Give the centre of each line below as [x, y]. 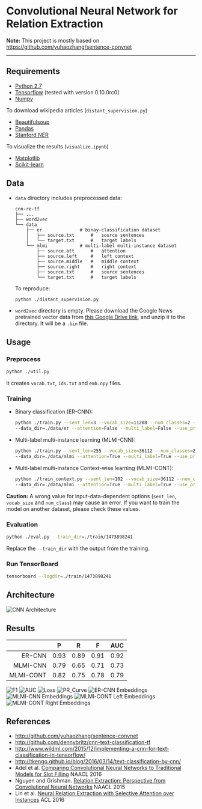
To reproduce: [32, 288]
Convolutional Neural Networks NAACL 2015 [70, 787]
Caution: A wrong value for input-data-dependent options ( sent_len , [91, 496]
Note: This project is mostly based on [53, 40]
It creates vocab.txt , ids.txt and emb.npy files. [64, 383]
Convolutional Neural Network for [92, 11]
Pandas [24, 128]
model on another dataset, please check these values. [73, 508]
